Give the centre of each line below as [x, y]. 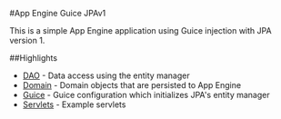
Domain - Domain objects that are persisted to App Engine [132, 85]
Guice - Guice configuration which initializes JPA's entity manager [146, 95]
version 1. [27, 40]
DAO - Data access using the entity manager [106, 75]
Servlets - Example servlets [74, 104]
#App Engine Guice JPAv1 [58, 13]
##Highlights [33, 58]
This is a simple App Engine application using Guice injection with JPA [140, 30]
